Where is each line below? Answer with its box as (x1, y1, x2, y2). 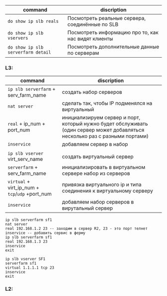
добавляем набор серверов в (62, 199, 134, 206)
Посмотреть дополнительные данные (67, 43, 160, 50)
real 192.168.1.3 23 (5, 239, 48, 244)
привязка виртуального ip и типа (62, 181, 142, 188)
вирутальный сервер (62, 205, 113, 212)
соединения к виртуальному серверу (62, 187, 153, 194)
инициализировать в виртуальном (62, 164, 146, 171)
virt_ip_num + (7, 184, 40, 191)
